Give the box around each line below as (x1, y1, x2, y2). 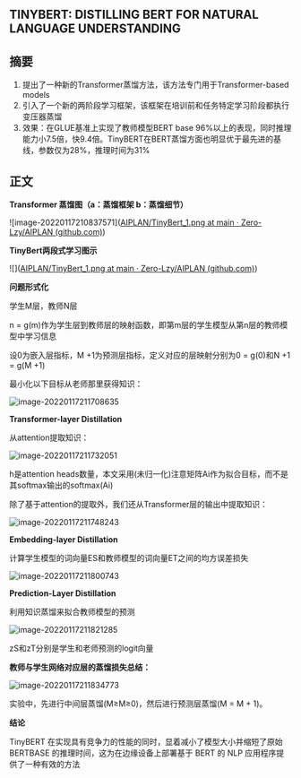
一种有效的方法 (24, 759, 81, 770)
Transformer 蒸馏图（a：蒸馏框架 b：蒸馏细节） (9, 199, 188, 210)
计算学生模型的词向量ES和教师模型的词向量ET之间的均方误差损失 (9, 553, 249, 564)
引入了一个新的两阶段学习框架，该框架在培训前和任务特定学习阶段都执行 (21, 100, 289, 111)
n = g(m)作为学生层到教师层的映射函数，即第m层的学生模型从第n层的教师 (9, 320, 280, 331)
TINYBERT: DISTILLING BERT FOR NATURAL (9, 7, 260, 22)
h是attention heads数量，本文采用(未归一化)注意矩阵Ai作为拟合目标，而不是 (9, 469, 288, 480)
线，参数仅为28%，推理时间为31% (21, 145, 150, 156)
